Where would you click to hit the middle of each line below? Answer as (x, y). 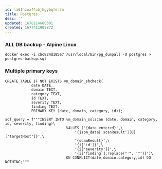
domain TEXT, (44, 90)
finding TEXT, (45, 107)
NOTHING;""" (17, 162)
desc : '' (14, 18)
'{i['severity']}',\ (96, 149)
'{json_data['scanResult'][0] (105, 132)
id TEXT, (40, 98)
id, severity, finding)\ (30, 124)
